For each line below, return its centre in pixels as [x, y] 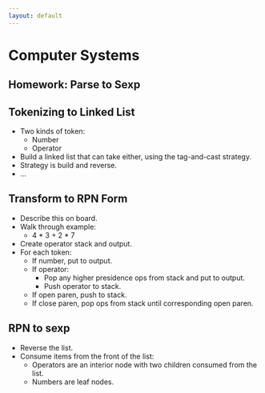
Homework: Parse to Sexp [74, 85]
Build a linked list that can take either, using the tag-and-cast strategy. [136, 157]
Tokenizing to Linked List [72, 112]
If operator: [50, 269]
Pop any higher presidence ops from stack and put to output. [145, 278]
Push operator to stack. [82, 286]
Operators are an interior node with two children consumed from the [145, 364]
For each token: [46, 252]
